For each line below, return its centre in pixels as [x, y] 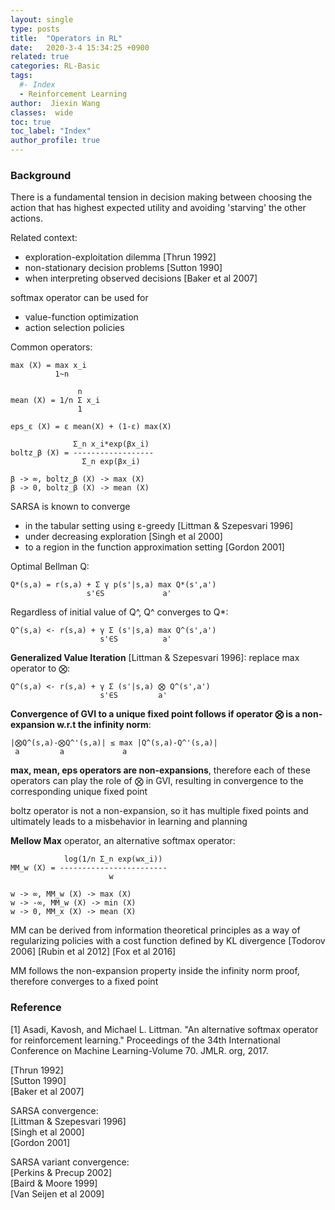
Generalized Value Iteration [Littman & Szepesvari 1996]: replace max [155, 658]
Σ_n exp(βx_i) [111, 462]
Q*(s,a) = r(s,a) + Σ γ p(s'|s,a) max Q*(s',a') [113, 585]
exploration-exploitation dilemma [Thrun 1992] [120, 257]
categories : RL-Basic [55, 66]
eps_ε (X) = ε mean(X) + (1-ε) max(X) [91, 427]
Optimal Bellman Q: [50, 567]
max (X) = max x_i [48, 366]
